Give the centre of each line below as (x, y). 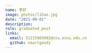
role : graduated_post (28, 29)
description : (19, 24)
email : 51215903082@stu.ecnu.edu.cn (48, 38)
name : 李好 (16, 10)
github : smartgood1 (30, 43)
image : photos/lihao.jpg (31, 15)
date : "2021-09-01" (26, 19)
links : (12, 33)
